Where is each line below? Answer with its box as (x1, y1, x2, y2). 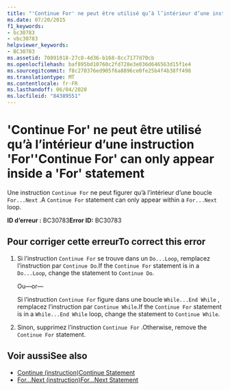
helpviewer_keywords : (7, 42, 69, 49)
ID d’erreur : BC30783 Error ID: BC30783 (7, 216, 122, 224)
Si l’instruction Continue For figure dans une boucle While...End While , (16, 295, 220, 303)
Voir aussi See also (7, 350, 88, 362)
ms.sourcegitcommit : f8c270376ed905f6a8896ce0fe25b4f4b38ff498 (7, 67, 192, 74)
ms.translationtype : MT (7, 73, 75, 81)
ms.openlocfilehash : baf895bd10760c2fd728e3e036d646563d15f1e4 (7, 61, 192, 68)
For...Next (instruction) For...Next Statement (16, 376, 139, 384)
